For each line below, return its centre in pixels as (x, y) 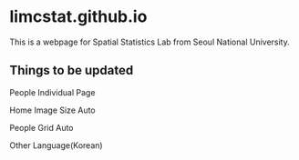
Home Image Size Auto (52, 110)
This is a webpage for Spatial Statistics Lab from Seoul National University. (149, 42)
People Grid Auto (42, 127)
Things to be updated (72, 70)
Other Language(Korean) (56, 145)
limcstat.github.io (78, 17)
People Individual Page (52, 92)
